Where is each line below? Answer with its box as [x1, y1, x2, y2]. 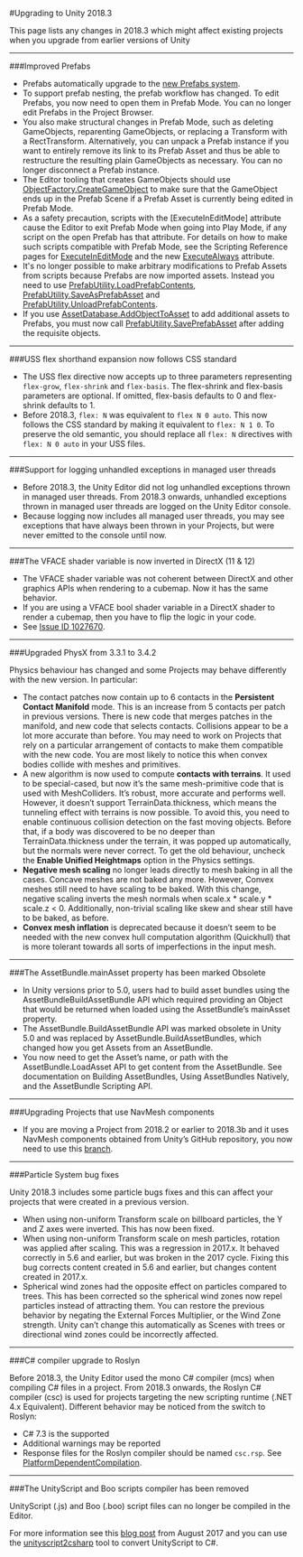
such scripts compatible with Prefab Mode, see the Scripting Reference [22, 241, 289, 252]
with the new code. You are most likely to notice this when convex [22, 750, 268, 760]
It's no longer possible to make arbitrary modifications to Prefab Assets [22, 261, 288, 271]
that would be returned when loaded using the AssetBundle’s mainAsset [22, 1004, 290, 1014]
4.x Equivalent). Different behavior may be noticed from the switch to [9, 1402, 266, 1412]
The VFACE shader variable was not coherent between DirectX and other [22, 573, 294, 583]
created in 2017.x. [22, 1272, 88, 1282]
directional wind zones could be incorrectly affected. [22, 1329, 219, 1339]
